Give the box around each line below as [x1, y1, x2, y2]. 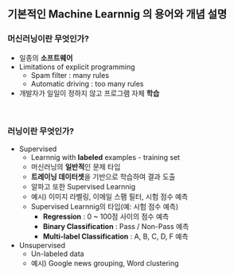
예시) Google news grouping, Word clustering [30, 258, 180, 268]
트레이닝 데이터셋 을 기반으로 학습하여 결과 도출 [30, 172, 176, 181]
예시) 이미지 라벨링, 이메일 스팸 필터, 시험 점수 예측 [30, 192, 189, 201]
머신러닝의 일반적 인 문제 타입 [30, 161, 121, 171]
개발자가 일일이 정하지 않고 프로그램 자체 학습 [18, 88, 160, 98]
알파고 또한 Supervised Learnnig [30, 181, 136, 191]
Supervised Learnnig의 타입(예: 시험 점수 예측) [30, 201, 179, 211]
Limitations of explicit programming [18, 62, 135, 72]
